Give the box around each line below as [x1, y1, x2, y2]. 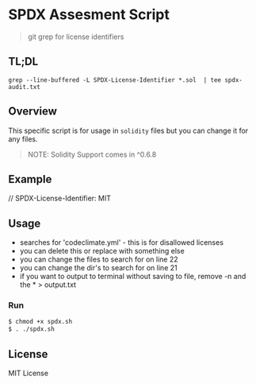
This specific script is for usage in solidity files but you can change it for [8, 126, 249, 135]
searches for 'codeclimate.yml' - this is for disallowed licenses [19, 238, 224, 247]
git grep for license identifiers [27, 32, 124, 41]
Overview [8, 105, 58, 118]
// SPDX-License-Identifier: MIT [8, 193, 111, 204]
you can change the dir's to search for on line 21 [19, 263, 178, 273]
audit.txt [8, 83, 41, 91]
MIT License [8, 368, 49, 378]
